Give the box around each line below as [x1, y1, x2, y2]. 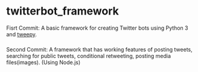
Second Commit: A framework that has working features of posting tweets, [6, 45, 193, 53]
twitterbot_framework [6, 4, 120, 18]
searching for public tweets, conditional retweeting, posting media [6, 52, 171, 59]
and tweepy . [6, 30, 37, 38]
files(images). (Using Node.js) [6, 59, 81, 66]
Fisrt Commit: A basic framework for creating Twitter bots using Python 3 [6, 24, 188, 31]
